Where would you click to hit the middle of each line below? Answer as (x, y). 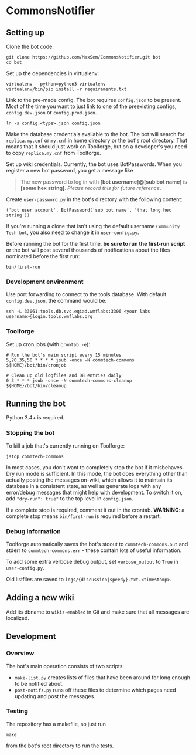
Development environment (45, 282)
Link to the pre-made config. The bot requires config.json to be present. (94, 100)
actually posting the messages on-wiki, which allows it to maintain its (89, 480)
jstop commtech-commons (35, 456)
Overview (20, 654)
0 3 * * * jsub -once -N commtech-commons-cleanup (69, 380)
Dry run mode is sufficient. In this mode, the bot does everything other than (97, 473)
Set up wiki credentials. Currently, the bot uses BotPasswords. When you (94, 164)
